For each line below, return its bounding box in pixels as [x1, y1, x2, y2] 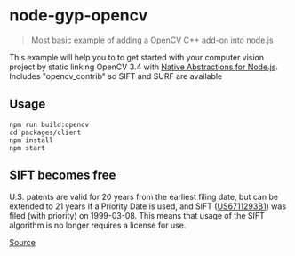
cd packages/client [9, 128, 82, 137]
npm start [9, 143, 46, 152]
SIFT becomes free [9, 168, 116, 183]
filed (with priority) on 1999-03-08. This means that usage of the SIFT [9, 210, 265, 220]
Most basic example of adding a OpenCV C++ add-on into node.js [30, 35, 274, 45]
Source [9, 236, 36, 247]
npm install [9, 135, 53, 145]
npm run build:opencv [9, 120, 90, 129]
